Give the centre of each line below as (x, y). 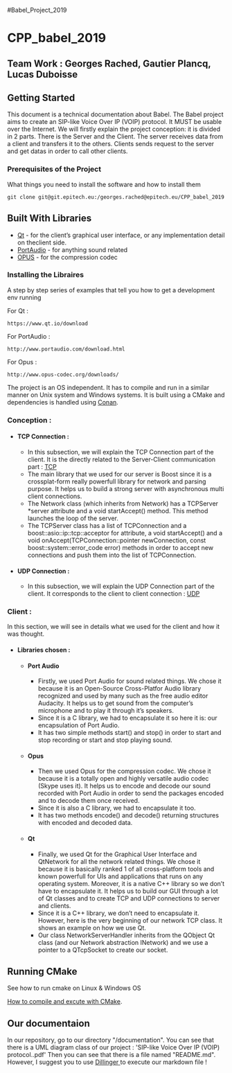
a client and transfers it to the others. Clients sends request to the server (111, 144)
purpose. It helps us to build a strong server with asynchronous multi (126, 488)
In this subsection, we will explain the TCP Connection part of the (121, 452)
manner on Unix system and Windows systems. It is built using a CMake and (116, 395)
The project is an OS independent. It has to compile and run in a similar (108, 387)
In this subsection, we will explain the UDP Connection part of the (121, 586)
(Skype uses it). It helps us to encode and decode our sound (124, 786)
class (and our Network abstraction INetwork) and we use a (123, 942)
